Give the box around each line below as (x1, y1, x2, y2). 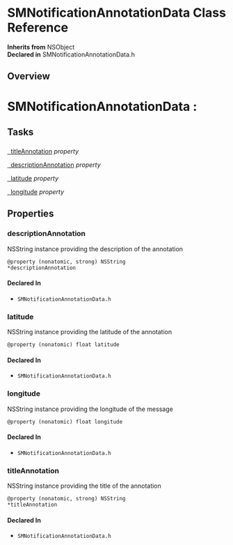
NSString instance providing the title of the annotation (7, 481, 161, 490)
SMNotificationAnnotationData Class (7, 5, 226, 21)
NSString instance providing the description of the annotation (7, 244, 183, 253)
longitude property (10, 187, 65, 196)
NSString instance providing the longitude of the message (7, 405, 174, 413)
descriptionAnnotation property (10, 160, 101, 169)
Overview (7, 70, 51, 82)
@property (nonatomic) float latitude (7, 341, 120, 348)
